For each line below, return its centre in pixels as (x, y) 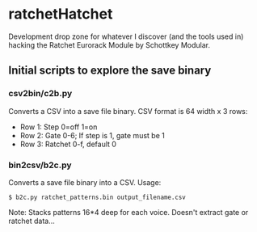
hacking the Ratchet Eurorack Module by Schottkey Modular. (109, 44)
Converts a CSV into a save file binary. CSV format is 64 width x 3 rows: (128, 111)
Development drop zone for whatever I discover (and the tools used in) (126, 36)
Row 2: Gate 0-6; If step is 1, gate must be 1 (93, 135)
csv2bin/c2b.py (40, 94)
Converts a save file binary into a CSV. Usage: (85, 182)
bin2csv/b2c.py (40, 165)
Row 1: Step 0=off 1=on (59, 127)
